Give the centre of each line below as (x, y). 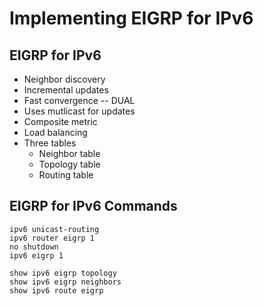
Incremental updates (66, 90)
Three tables (50, 143)
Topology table (69, 164)
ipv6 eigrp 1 (36, 255)
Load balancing (55, 132)
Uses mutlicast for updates (79, 111)
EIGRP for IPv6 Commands (93, 206)
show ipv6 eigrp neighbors (65, 282)
